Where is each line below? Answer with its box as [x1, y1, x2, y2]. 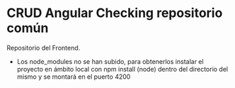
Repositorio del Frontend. [6, 43, 81, 52]
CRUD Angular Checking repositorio [6, 5, 223, 21]
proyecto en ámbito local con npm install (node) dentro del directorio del [16, 65, 228, 73]
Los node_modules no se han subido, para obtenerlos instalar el [16, 57, 204, 65]
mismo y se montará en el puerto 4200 [16, 72, 131, 81]
